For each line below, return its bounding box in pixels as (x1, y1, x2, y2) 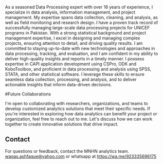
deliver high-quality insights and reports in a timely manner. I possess (5, 56, 145, 61)
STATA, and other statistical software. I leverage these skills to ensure (5, 72, 145, 77)
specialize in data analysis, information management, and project (5, 9, 135, 15)
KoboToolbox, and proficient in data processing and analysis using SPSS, (5, 66, 152, 72)
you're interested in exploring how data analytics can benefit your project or (5, 111, 157, 116)
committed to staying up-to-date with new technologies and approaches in (5, 46, 155, 51)
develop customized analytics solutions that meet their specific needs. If (5, 106, 150, 111)
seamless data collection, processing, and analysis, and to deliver (5, 76, 137, 82)
